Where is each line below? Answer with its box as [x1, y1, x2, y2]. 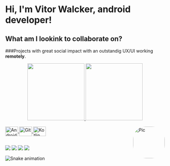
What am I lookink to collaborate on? [5, 34, 122, 43]
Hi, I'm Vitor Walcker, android [5, 4, 131, 15]
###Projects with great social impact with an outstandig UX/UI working [5, 48, 153, 54]
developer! [5, 14, 52, 26]
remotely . [5, 53, 26, 59]
